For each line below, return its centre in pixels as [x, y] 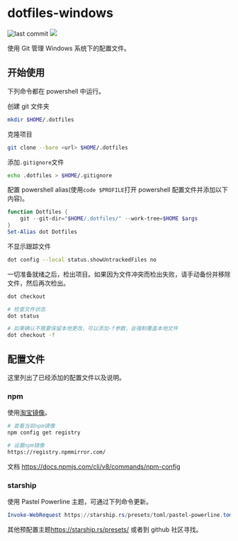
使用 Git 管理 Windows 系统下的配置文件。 [69, 48]
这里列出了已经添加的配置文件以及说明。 [66, 377]
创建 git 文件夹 [28, 106]
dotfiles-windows [60, 13]
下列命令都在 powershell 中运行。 [56, 91]
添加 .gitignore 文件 [36, 162]
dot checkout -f [31, 335]
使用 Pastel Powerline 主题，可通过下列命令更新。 [80, 502]
